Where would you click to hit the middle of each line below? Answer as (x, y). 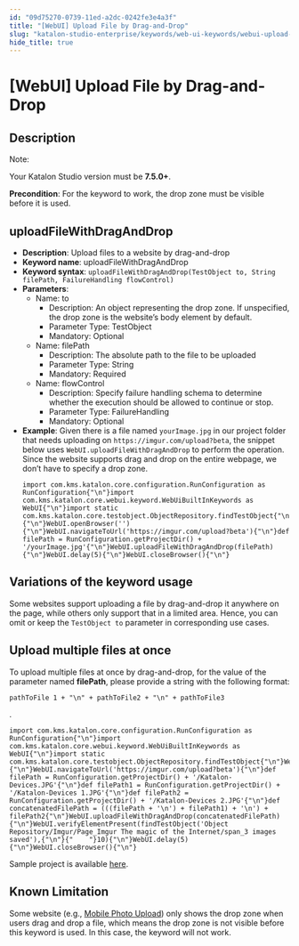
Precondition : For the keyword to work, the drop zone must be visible (137, 194)
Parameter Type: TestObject (100, 327)
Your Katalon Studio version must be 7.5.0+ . (90, 177)
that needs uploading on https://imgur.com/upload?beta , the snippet (149, 441)
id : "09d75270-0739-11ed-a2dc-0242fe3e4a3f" (93, 17)
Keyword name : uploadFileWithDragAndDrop (105, 263)
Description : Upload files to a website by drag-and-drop (126, 253)
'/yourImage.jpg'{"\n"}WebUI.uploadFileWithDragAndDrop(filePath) (148, 547)
